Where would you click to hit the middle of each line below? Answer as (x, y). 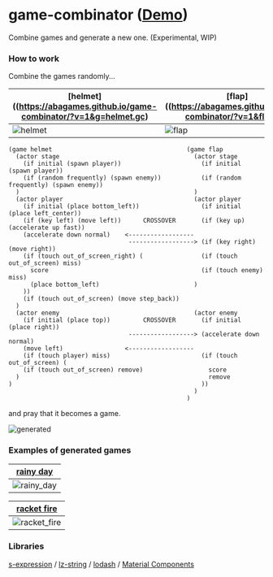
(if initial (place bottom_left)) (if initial (132, 206)
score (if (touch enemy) (147, 271)
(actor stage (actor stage (127, 157)
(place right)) (34, 328)
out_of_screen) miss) (45, 263)
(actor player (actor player (129, 200)
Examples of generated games (70, 450)
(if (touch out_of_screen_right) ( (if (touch (130, 256)
